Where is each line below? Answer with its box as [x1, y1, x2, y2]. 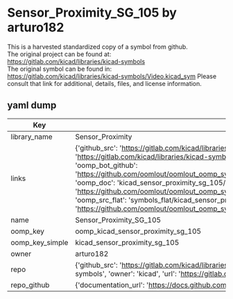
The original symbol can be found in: [7, 65, 112, 73]
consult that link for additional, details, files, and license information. [7, 79, 202, 87]
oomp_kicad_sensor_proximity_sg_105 [75, 226, 202, 236]
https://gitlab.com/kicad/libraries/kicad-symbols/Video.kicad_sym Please [7, 71, 217, 80]
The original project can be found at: [7, 50, 112, 58]
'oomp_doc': [75, 178, 116, 187]
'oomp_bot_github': [75, 160, 138, 170]
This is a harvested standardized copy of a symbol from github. [7, 42, 189, 51]
